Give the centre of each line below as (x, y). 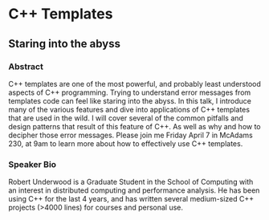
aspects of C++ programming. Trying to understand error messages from (130, 92)
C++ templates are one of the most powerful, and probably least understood (134, 84)
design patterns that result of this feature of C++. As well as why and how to (134, 126)
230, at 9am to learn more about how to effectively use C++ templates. (126, 143)
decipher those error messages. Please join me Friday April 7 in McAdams (130, 135)
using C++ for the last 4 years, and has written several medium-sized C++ (131, 199)
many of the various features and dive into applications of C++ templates (129, 109)
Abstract (26, 67)
